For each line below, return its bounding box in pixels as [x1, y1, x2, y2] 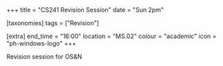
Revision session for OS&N [6, 52, 83, 61]
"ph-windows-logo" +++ [6, 39, 76, 47]
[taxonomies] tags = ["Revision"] [6, 19, 99, 27]
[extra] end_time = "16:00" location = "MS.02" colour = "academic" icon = [6, 32, 217, 40]
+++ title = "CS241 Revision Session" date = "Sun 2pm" [6, 6, 164, 14]
